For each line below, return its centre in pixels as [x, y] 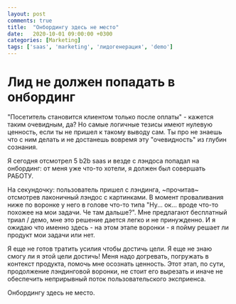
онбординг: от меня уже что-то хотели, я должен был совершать [107, 168]
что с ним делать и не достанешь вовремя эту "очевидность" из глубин [117, 139]
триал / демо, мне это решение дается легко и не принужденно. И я [112, 219]
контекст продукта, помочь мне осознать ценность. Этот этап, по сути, [116, 264]
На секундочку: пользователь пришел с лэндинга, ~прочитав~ [103, 190]
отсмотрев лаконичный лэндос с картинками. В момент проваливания [116, 197]
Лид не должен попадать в [91, 82]
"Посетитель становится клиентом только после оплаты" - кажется [111, 116]
